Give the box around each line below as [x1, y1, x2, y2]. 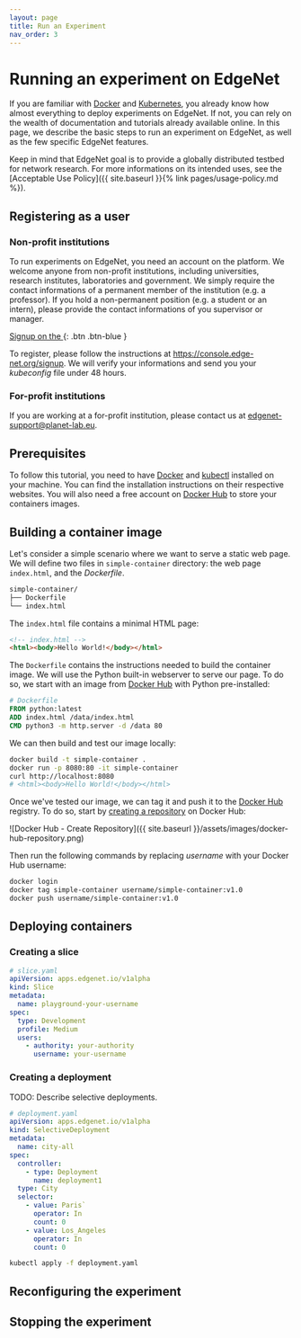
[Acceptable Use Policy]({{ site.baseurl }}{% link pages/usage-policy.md [9, 173, 279, 184]
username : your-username [32, 1049, 127, 1059]
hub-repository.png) [9, 833, 84, 843]
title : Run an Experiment [9, 22, 106, 31]
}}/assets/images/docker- [192, 824, 289, 834]
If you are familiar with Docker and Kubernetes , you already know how [9, 98, 270, 109]
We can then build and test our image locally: [9, 737, 177, 748]
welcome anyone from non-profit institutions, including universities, [9, 266, 260, 276]
